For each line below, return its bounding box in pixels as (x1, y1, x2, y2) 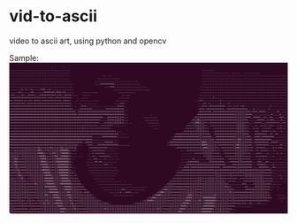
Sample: (9, 52, 40, 63)
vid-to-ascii (9, 6, 97, 27)
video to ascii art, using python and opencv (9, 35, 167, 46)
